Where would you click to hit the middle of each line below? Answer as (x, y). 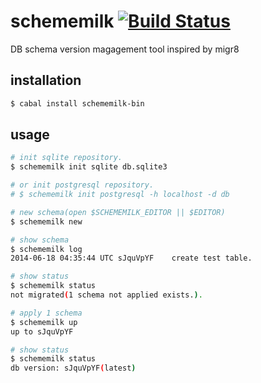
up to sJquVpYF (42, 331)
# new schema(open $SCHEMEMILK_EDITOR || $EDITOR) (118, 212)
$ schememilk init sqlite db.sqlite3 (89, 167)
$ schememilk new (46, 221)
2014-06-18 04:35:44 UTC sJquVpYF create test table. (131, 258)
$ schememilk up (44, 322)
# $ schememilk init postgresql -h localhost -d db (120, 195)
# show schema (40, 240)
